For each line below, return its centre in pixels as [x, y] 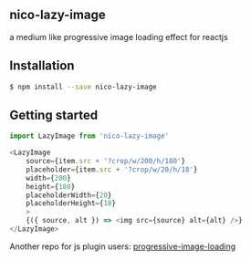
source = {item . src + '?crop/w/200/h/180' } [105, 162]
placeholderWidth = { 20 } [69, 195]
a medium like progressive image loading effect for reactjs [119, 37]
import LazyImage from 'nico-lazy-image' [89, 136]
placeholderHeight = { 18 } [71, 204]
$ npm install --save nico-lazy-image [83, 87]
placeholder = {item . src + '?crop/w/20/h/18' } [112, 169]
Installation [42, 66]
